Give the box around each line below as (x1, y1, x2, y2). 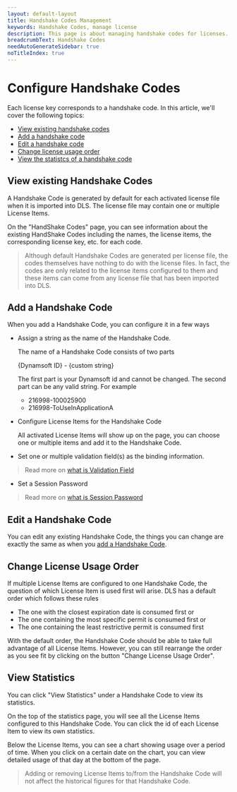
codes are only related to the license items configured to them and (24, 266, 219, 275)
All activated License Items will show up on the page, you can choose (17, 431, 220, 440)
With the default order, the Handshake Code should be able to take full (7, 637, 212, 645)
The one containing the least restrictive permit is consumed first (17, 623, 205, 632)
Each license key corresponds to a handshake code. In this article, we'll (7, 103, 215, 112)
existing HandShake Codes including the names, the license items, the (7, 230, 212, 239)
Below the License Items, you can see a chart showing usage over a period (7, 740, 226, 749)
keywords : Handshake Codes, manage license (7, 23, 138, 30)
